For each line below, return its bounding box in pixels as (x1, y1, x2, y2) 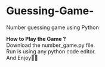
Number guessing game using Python (6, 24, 100, 31)
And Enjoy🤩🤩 (6, 54, 38, 61)
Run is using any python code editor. (6, 47, 97, 55)
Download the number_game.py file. (6, 42, 95, 49)
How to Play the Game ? (6, 35, 66, 42)
